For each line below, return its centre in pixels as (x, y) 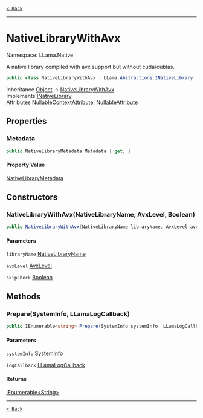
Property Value (26, 165)
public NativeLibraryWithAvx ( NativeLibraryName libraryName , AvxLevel (97, 227)
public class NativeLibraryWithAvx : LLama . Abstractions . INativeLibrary (100, 78)
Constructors (32, 197)
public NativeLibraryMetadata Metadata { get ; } (69, 151)
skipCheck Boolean (30, 278)
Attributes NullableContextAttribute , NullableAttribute (72, 102)
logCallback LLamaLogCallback (46, 365)
